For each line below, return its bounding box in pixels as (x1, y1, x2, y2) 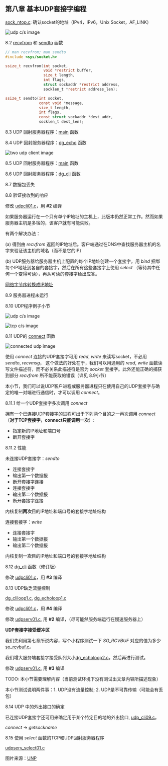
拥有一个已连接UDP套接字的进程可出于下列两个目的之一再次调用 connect (5, 411, 156, 417)
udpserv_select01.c (5, 745, 45, 751)
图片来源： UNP (5, 755, 37, 761)
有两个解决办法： (5, 231, 41, 237)
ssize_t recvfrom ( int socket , (5, 63, 69, 68)
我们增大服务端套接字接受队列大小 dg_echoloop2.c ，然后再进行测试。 (5, 655, 148, 661)
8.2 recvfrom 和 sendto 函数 (5, 39, 64, 45)
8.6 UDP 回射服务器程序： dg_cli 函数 (5, 171, 81, 177)
